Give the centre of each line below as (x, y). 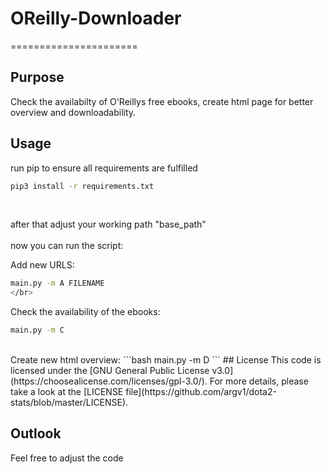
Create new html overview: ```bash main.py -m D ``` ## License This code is (166, 360)
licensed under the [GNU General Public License (110, 371)
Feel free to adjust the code (67, 458)
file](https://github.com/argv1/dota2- (201, 392)
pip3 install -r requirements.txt (82, 186)
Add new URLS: (42, 265)
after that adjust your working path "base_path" (108, 224)
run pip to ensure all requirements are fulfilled (104, 168)
